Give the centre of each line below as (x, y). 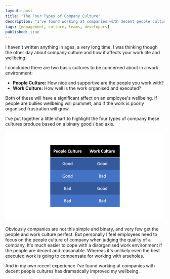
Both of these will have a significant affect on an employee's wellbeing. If (81, 98)
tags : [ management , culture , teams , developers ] (57, 27)
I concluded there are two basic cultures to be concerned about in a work (82, 68)
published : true (22, 32)
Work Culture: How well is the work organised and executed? (77, 88)
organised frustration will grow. (37, 109)
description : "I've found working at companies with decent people (78, 21)
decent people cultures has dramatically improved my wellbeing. (73, 271)
